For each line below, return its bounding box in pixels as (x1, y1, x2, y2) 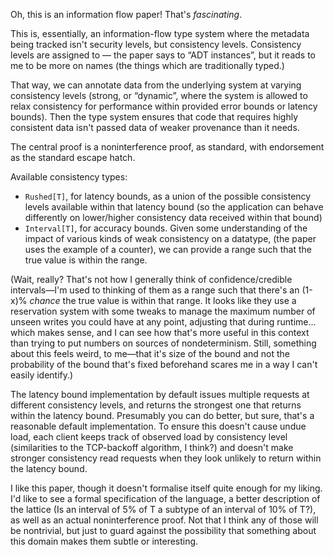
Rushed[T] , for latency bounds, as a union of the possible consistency (24, 190, 312, 202)
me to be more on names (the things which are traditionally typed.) (10, 60, 285, 71)
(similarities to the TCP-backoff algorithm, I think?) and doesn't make (10, 442, 294, 453)
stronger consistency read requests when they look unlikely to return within (10, 452, 322, 464)
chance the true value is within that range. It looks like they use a (29, 295, 297, 306)
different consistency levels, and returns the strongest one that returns (10, 399, 302, 411)
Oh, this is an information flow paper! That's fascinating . (10, 9, 243, 20)
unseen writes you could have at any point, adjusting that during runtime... (10, 316, 317, 328)
